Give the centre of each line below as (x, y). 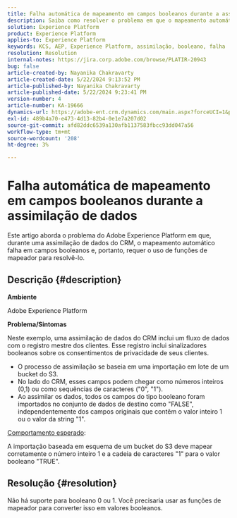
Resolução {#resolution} (62, 483)
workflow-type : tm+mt (39, 132)
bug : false (23, 66)
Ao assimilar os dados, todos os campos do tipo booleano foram (111, 396)
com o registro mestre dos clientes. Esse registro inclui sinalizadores (107, 345)
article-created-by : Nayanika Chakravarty (71, 73)
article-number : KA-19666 (45, 106)
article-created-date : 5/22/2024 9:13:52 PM (74, 79)
